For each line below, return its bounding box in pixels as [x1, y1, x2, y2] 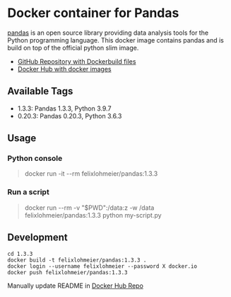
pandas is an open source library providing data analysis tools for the [7, 28, 209, 37]
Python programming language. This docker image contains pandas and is [7, 35, 225, 44]
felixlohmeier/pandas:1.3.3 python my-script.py [24, 211, 162, 219]
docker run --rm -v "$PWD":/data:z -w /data [24, 203, 155, 212]
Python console [7, 154, 63, 164]
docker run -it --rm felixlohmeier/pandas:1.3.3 [24, 169, 158, 178]
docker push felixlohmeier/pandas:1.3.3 [7, 269, 129, 276]
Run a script [7, 187, 49, 197]
